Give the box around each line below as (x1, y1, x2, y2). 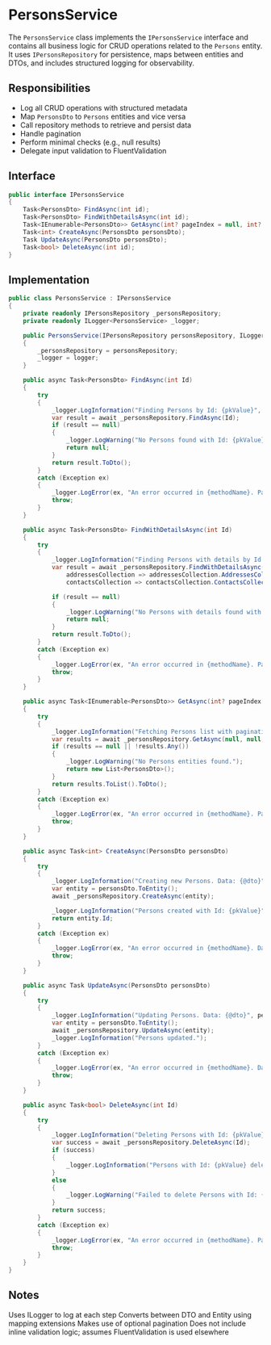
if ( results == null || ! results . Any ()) (51, 743, 190, 751)
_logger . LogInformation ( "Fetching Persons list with (51, 727, 232, 735)
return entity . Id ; (51, 914, 114, 922)
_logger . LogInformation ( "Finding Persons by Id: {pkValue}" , (51, 406, 262, 414)
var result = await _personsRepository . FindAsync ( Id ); (51, 413, 240, 421)
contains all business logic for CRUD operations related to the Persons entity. (8, 40, 263, 50)
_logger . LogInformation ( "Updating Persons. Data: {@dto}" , (51, 1012, 254, 1020)
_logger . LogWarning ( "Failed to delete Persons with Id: (65, 1191, 258, 1200)
